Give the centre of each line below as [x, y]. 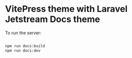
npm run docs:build [25, 46]
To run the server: [23, 33]
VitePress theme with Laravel [66, 9]
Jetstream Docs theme [52, 19]
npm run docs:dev [23, 50]
